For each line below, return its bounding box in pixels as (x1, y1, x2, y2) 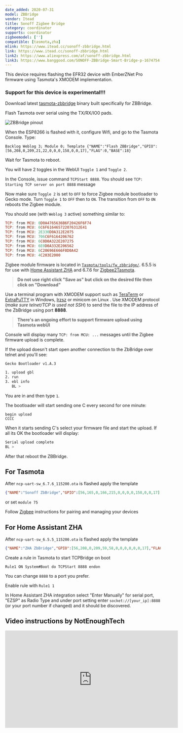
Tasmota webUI (17, 322, 50, 328)
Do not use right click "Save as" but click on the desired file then (17, 276, 152, 282)
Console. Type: (5, 134, 36, 140)
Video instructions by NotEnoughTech (5, 617, 125, 626)
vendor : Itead (5, 16, 35, 21)
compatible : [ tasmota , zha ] (5, 40, 61, 45)
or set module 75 (5, 499, 38, 505)
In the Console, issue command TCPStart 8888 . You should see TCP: (5, 176, 143, 182)
